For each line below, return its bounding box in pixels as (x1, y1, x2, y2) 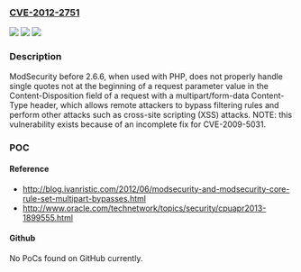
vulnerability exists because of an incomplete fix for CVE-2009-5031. (9, 119, 267, 130)
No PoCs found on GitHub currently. (9, 252, 143, 263)
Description (9, 50, 62, 63)
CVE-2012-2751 (9, 6, 80, 19)
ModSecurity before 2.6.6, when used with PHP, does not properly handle (9, 70, 284, 82)
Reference (9, 164, 50, 175)
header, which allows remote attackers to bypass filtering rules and (30, 99, 279, 110)
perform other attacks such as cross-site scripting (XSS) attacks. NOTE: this (9, 109, 293, 120)
